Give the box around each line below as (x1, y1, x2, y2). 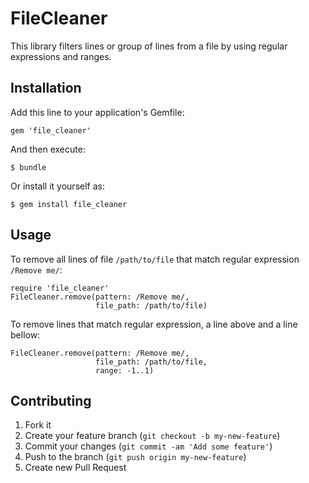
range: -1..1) (95, 365, 155, 376)
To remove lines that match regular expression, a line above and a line (10, 318, 298, 330)
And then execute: (10, 143, 86, 155)
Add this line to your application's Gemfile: (10, 106, 185, 118)
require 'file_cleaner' (10, 283, 110, 293)
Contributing (10, 392, 92, 409)
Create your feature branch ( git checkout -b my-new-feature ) (24, 430, 281, 442)
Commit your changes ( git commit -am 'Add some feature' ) (24, 440, 273, 452)
